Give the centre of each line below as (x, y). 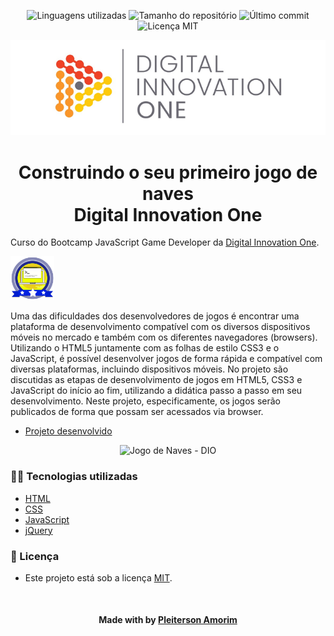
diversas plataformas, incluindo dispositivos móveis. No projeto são (149, 369)
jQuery (38, 530)
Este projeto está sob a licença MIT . (98, 577)
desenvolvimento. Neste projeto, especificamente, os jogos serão (145, 401)
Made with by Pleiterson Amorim (168, 620)
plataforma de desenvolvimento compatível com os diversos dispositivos (160, 327)
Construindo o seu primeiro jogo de (168, 172)
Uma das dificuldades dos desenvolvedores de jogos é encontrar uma (155, 316)
